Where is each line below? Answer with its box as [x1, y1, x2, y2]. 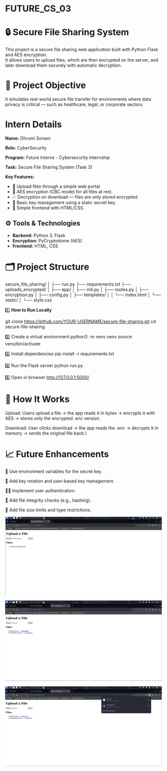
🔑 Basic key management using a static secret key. [12, 200, 117, 205]
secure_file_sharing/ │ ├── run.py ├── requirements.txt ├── [5, 281, 131, 287]
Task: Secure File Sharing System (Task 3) [5, 164, 93, 170]
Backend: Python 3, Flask [12, 232, 66, 238]
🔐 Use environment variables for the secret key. [5, 468, 103, 474]
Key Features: [5, 174, 35, 179]
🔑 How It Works [5, 393, 70, 405]
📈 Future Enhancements [5, 448, 109, 460]
